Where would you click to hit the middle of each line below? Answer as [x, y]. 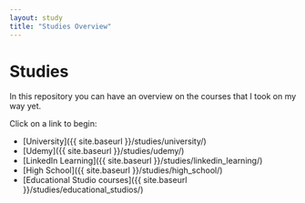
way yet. [25, 107]
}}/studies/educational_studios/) [83, 190]
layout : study [36, 18]
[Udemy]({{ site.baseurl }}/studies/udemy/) [103, 151]
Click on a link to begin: [53, 124]
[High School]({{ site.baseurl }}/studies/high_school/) [122, 170]
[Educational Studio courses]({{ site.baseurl [105, 180]
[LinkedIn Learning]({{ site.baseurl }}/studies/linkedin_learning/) [142, 161]
